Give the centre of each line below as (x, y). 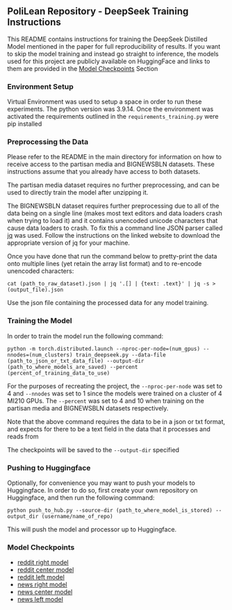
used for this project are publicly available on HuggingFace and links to (109, 61)
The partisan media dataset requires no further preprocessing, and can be (114, 185)
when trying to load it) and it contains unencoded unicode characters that (113, 221)
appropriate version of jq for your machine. (69, 243)
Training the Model (40, 321)
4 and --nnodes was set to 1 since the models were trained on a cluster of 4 (115, 393)
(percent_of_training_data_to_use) (59, 373)
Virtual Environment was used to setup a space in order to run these (105, 102)
